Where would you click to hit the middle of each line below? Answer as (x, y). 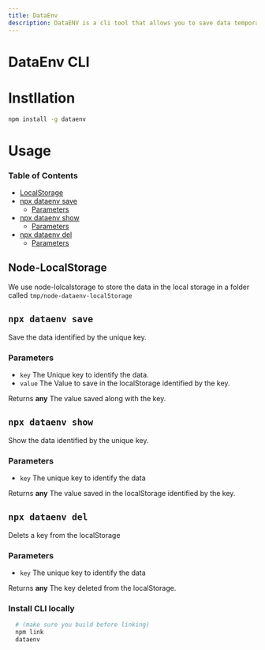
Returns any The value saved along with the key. (87, 398)
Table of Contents (43, 175)
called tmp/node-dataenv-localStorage (70, 295)
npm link (30, 633)
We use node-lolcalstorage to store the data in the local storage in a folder (129, 287)
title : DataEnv (33, 15)
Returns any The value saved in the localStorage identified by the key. (122, 494)
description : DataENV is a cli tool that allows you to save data (119, 23)
